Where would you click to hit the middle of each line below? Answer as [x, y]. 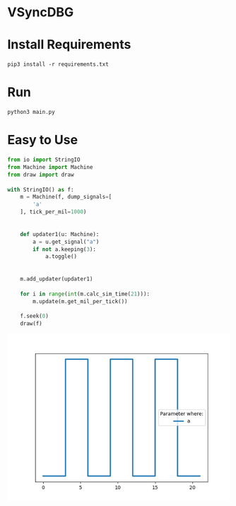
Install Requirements [69, 45]
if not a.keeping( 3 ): [65, 249]
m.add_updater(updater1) [57, 279]
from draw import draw [41, 175]
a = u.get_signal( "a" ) [66, 242]
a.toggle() [61, 257]
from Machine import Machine [50, 167]
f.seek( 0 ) [35, 316]
